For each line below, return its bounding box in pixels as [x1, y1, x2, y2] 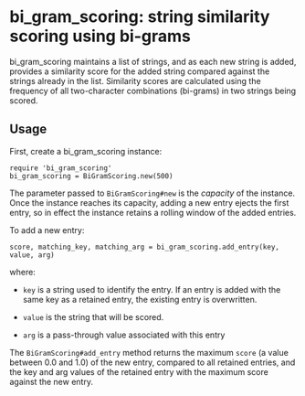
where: [9, 266, 37, 277]
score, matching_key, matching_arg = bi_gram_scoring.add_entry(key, [9, 242, 280, 252]
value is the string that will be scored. [22, 311, 164, 322]
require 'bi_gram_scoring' [9, 163, 112, 173]
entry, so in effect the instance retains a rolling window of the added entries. [9, 207, 297, 218]
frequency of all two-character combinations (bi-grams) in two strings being [9, 85, 297, 96]
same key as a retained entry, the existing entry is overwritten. [22, 294, 258, 305]
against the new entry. [9, 376, 94, 387]
